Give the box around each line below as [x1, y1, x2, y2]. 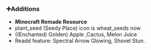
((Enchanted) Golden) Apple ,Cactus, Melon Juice [14, 31, 137, 38]
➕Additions [6, 5, 40, 13]
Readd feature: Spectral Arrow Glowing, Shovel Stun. [14, 37, 145, 45]
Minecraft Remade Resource [14, 18, 88, 26]
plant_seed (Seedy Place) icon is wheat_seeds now [14, 24, 141, 32]
